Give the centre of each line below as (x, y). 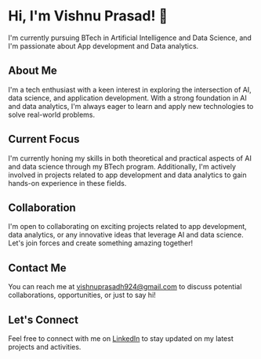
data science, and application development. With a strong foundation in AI (127, 98)
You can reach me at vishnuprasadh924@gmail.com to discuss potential (125, 287)
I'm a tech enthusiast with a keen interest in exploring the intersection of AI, (130, 89)
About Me (33, 71)
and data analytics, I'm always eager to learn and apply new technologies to (131, 106)
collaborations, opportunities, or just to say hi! (82, 295)
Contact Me (37, 268)
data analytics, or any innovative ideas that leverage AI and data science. (126, 235)
